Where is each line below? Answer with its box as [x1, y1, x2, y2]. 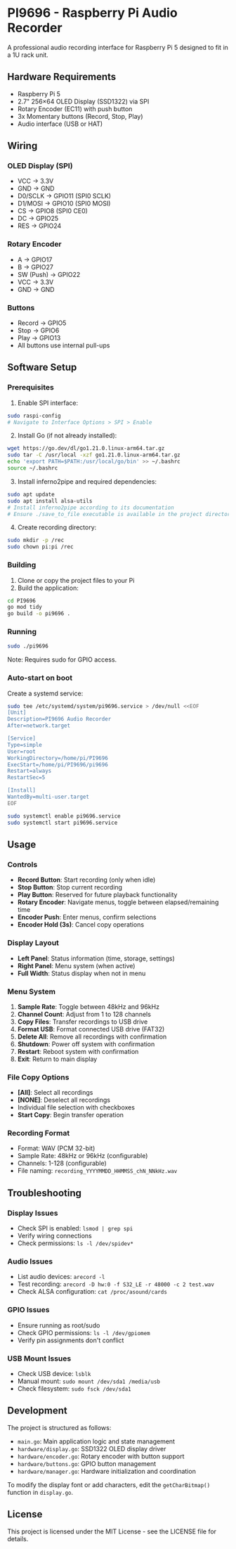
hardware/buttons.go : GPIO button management [17, 1459, 157, 1467]
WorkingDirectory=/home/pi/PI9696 [7, 754, 109, 761]
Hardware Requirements [7, 71, 117, 83]
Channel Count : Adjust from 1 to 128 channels [17, 1010, 151, 1018]
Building [7, 560, 37, 570]
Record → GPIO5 [17, 319, 67, 328]
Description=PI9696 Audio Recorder [7, 716, 112, 723]
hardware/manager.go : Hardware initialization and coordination [17, 1467, 197, 1475]
